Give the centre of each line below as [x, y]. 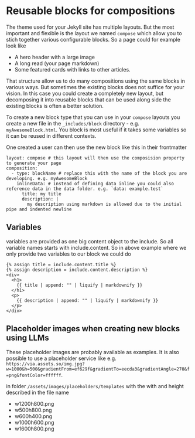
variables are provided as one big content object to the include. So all [90, 241]
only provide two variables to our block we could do [69, 254]
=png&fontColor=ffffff [34, 375]
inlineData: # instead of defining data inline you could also [95, 184]
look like [16, 46]
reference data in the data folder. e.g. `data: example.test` [85, 189]
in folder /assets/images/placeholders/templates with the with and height [95, 386]
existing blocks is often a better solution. [55, 106]
